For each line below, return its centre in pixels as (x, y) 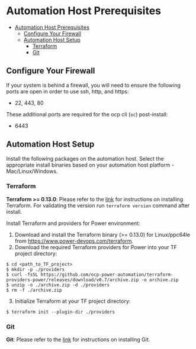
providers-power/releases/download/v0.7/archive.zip (73, 280)
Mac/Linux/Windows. (32, 171)
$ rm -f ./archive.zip (34, 290)
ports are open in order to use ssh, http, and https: (68, 91)
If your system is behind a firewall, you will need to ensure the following (93, 85)
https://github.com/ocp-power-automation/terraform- (107, 275)
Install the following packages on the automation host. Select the (85, 158)
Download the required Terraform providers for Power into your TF (96, 247)
